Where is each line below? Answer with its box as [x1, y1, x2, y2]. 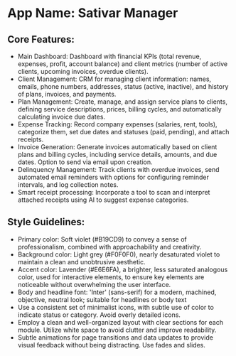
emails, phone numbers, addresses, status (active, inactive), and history [17, 82, 229, 90]
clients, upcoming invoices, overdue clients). [17, 68, 149, 75]
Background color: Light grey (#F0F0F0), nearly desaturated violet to [17, 250, 220, 259]
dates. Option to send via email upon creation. [17, 158, 153, 166]
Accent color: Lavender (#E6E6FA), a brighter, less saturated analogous [17, 265, 228, 274]
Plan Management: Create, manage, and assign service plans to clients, [17, 97, 227, 106]
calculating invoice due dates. [17, 112, 105, 121]
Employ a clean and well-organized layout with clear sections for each [17, 318, 224, 326]
